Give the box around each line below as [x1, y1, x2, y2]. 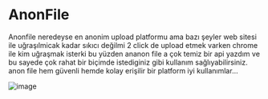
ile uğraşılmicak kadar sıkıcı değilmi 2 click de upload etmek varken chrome [8, 40, 258, 49]
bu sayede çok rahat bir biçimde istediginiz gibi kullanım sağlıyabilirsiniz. [8, 57, 249, 67]
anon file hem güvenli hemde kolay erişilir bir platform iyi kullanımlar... [8, 65, 238, 75]
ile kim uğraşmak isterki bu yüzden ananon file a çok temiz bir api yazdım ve [8, 49, 261, 58]
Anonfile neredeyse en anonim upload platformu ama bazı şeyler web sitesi [8, 32, 257, 42]
